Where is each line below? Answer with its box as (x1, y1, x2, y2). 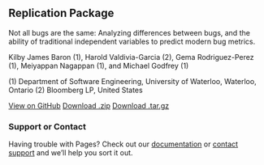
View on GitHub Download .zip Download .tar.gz (8, 100, 170, 110)
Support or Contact (8, 121, 87, 132)
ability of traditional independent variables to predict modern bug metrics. (8, 36, 256, 46)
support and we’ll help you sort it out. (8, 148, 133, 158)
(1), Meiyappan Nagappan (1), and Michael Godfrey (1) (8, 61, 189, 70)
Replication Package (8, 6, 115, 20)
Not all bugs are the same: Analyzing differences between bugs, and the (8, 27, 250, 37)
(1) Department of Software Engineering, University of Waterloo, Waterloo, (8, 76, 258, 86)
